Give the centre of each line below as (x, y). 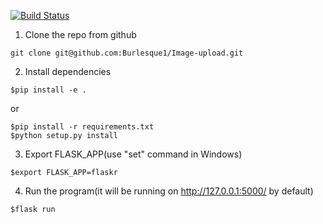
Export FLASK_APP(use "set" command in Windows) (133, 154)
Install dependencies (68, 71)
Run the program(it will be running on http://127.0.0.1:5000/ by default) (169, 191)
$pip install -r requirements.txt (82, 127)
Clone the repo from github (80, 34)
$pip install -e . (48, 90)
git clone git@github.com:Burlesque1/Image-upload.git (127, 53)
